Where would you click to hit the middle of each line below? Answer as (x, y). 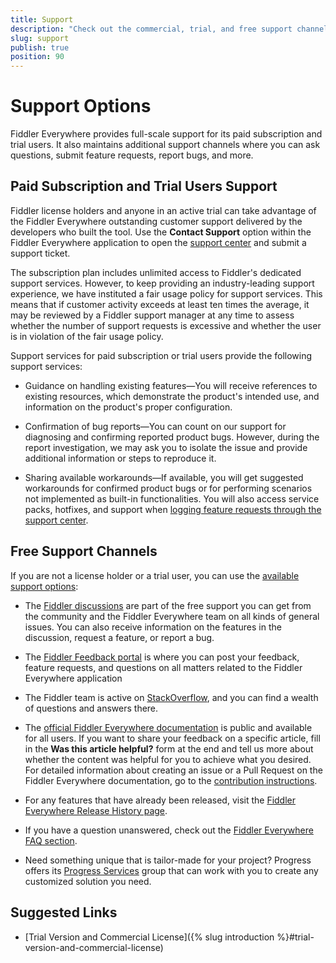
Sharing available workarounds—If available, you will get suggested (164, 477)
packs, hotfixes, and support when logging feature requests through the (173, 509)
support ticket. (40, 253)
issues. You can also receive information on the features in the (153, 627)
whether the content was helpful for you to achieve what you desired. (168, 759)
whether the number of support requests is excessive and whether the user (166, 325)
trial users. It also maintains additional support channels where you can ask (165, 145)
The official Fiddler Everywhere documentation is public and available (168, 727)
